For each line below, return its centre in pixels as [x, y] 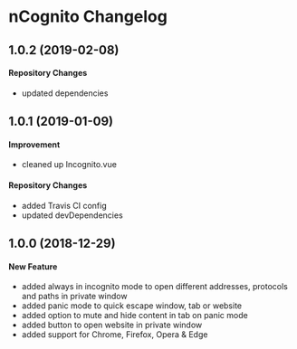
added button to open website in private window [112, 325]
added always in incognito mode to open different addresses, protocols [155, 287]
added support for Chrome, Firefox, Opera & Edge [115, 335]
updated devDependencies [72, 215]
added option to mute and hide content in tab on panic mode [134, 316]
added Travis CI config [64, 205]
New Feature [33, 266]
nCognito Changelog [88, 17]
